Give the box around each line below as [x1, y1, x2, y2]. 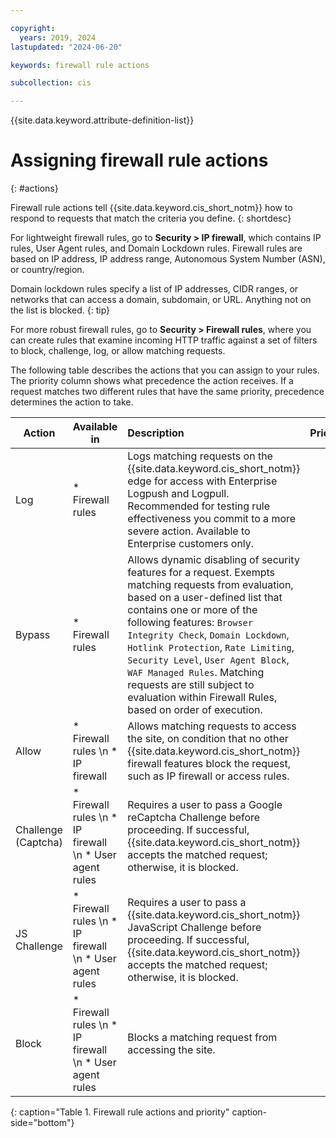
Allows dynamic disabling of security [127, 553, 300, 567]
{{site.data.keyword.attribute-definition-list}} [10, 114, 195, 126]
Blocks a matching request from [127, 1031, 278, 1045]
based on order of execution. [127, 703, 263, 717]
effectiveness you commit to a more [127, 512, 297, 526]
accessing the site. [127, 1043, 216, 1057]
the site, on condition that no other [127, 732, 289, 746]
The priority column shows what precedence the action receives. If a [10, 375, 294, 387]
